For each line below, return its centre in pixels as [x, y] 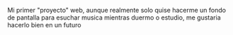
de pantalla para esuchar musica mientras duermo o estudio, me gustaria [114, 17]
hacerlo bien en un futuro [44, 25]
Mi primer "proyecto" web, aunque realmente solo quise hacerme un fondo [117, 10]
